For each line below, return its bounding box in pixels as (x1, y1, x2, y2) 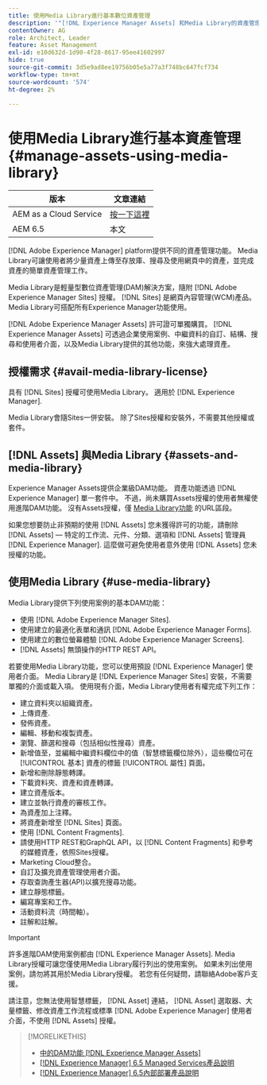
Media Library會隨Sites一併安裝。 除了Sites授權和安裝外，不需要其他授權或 (8, 413, 255, 422)
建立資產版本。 (19, 788, 69, 797)
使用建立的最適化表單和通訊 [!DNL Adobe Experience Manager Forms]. (19, 625, 252, 634)
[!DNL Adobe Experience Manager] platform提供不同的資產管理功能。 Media (8, 246, 258, 255)
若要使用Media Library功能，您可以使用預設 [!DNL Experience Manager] (8, 661, 245, 671)
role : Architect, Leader (8, 33, 91, 42)
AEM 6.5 (12, 223, 45, 234)
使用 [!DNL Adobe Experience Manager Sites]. (19, 614, 171, 624)
